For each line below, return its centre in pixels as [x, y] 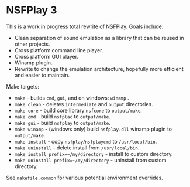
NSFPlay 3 [32, 10]
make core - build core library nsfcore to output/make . [78, 110]
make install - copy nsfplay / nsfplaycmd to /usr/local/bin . [86, 141]
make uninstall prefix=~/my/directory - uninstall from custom [90, 160]
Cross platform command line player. [59, 50]
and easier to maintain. [42, 75]
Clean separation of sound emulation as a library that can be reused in [99, 38]
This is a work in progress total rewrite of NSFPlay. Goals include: [85, 26]
